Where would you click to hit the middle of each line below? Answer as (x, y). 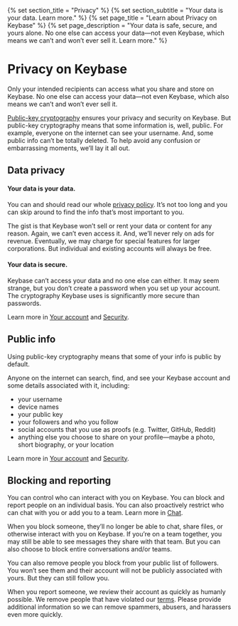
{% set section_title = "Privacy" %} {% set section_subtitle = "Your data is (115, 10)
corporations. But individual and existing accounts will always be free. (109, 248)
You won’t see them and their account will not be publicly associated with (115, 571)
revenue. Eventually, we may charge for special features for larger (104, 240)
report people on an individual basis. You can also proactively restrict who (116, 505)
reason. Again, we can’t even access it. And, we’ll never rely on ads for (111, 233)
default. (19, 364)
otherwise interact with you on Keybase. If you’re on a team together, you (115, 534)
